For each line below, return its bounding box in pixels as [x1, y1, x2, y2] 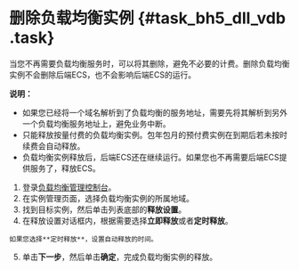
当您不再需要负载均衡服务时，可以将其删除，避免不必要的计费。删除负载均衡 [9, 58, 290, 69]
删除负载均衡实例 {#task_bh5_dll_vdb [9, 8, 287, 29]
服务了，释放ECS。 [29, 162, 101, 174]
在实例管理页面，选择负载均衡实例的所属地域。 [21, 192, 194, 203]
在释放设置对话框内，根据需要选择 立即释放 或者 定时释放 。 [21, 215, 233, 225]
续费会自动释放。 [21, 140, 85, 151]
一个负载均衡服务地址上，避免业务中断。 [21, 118, 171, 129]
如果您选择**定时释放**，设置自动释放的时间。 [9, 234, 158, 243]
